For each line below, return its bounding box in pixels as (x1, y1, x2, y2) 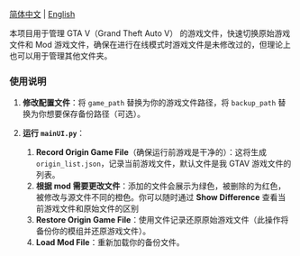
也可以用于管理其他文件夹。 (9, 50, 113, 61)
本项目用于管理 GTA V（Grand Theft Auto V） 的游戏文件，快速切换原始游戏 (9, 28, 291, 39)
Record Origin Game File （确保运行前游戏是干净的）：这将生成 (35, 147, 268, 158)
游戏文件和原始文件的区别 (43, 203, 140, 215)
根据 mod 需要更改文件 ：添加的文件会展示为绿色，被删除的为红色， (35, 180, 286, 192)
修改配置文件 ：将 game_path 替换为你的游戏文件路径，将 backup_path (22, 97, 277, 108)
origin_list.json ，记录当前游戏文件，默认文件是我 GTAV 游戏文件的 (35, 158, 292, 169)
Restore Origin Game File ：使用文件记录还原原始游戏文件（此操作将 (35, 215, 289, 225)
